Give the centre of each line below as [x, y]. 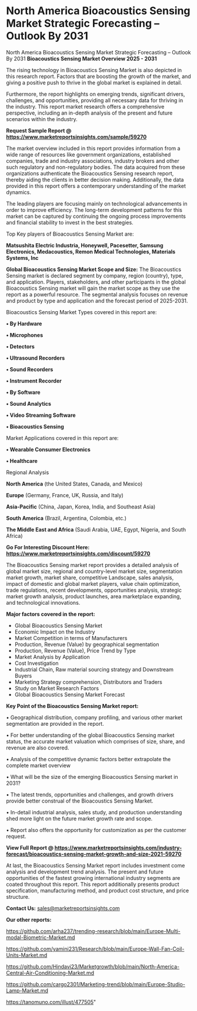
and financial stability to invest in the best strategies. [70, 222]
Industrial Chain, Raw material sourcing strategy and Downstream [94, 669]
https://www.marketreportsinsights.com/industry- [118, 847]
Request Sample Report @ [39, 131]
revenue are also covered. [38, 748]
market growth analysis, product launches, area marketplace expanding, [94, 596]
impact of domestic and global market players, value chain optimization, [93, 583]
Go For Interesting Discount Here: [48, 547]
